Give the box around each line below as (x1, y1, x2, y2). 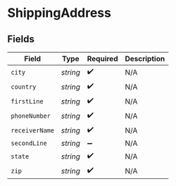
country (11, 82, 37, 91)
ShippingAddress (7, 5, 111, 21)
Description (125, 54, 165, 63)
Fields (7, 33, 35, 45)
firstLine (11, 97, 44, 105)
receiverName (11, 126, 55, 135)
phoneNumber (11, 111, 51, 120)
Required (87, 54, 118, 63)
